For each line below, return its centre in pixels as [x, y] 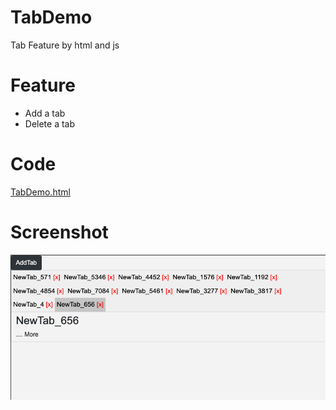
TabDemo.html [40, 192]
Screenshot [59, 232]
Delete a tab [50, 123]
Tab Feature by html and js [65, 45]
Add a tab [45, 113]
